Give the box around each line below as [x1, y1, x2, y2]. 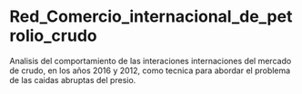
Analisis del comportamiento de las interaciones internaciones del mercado [9, 55, 292, 66]
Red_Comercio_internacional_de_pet [9, 6, 293, 27]
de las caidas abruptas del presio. [9, 74, 136, 85]
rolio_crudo [9, 25, 97, 46]
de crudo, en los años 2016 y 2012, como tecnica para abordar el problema [9, 65, 291, 76]
